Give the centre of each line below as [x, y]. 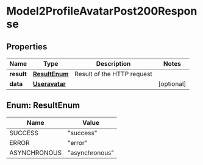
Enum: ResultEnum [43, 106]
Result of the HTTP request [113, 74]
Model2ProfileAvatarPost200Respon [102, 11]
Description [113, 64]
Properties [27, 47]
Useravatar [49, 84]
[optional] [172, 84]
